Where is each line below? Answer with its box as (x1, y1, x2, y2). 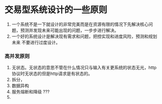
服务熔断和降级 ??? (11, 89, 50, 95)
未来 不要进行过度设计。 (11, 39, 61, 45)
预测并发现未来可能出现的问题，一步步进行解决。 (20, 27, 119, 33)
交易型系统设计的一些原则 (4, 4, 108, 15)
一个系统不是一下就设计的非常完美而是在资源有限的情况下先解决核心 (11, 21, 149, 27)
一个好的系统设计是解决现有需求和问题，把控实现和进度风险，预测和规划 (11, 33, 157, 39)
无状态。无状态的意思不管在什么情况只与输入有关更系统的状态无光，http (11, 65, 157, 71)
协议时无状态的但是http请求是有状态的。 (11, 71, 93, 76)
